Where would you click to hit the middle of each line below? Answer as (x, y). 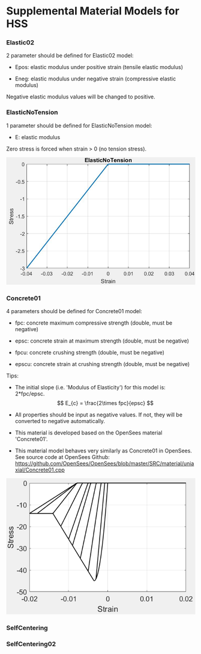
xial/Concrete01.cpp (40, 470)
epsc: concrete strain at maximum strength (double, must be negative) (102, 341)
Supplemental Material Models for (93, 11)
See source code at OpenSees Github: (62, 457)
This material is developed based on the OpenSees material (88, 433)
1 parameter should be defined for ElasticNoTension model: (79, 125)
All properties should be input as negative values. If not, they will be (99, 415)
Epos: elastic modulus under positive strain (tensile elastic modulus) (99, 67)
